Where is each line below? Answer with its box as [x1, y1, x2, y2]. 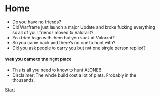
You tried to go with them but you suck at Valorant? [12, 35, 115, 40]
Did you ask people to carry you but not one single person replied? [12, 45, 146, 51]
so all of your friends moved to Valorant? [12, 29, 94, 35]
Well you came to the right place [5, 56, 72, 62]
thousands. [12, 78, 35, 83]
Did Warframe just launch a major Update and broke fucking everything [12, 24, 156, 30]
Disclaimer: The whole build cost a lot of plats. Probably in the [12, 72, 137, 78]
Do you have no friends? [12, 19, 62, 25]
